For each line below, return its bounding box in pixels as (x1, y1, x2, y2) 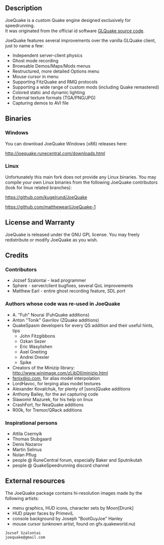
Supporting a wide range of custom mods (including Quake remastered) (12, 84, 160, 90)
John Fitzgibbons (19, 333, 55, 339)
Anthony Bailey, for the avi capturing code (12, 391, 99, 397)
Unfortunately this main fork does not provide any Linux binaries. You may (5, 174, 157, 180)
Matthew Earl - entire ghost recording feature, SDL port (12, 288, 125, 294)
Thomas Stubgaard (12, 436, 52, 442)
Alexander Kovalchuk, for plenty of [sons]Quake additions (12, 386, 130, 392)
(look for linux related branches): (5, 184, 72, 191)
